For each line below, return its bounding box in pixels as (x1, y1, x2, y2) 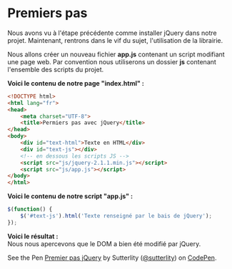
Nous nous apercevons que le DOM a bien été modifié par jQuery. (7, 239, 201, 248)
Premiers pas (7, 5, 88, 21)
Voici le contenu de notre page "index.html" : (7, 78, 144, 87)
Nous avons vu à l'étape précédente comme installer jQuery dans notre (7, 29, 217, 37)
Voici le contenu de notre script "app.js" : (7, 192, 133, 201)
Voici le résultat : (7, 232, 59, 240)
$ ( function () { (7, 205, 53, 213)
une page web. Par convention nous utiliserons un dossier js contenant (7, 57, 216, 66)
